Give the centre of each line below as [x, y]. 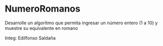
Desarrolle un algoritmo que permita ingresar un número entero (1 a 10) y [81, 23]
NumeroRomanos [43, 9]
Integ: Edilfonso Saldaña [30, 38]
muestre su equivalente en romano [41, 28]
